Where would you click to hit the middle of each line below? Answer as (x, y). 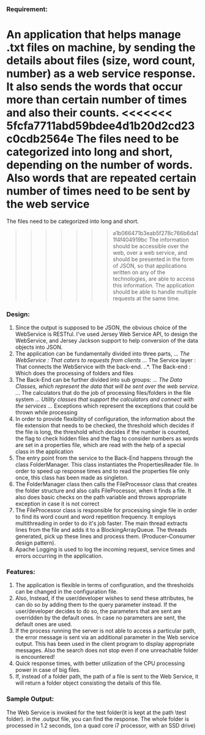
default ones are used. (43, 624)
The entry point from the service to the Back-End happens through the (104, 458)
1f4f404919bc (130, 239)
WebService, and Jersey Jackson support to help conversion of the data (106, 341)
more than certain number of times (97, 100)
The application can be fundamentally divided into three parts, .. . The (102, 354)
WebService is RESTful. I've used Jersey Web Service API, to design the (106, 334)
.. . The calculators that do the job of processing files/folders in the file (103, 393)
